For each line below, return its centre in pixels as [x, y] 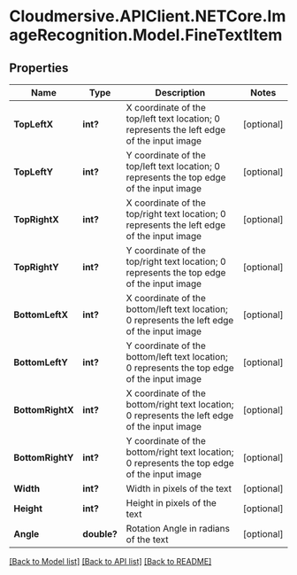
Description [180, 93]
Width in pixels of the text [179, 489]
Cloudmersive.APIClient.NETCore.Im [148, 16]
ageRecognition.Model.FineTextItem [146, 35]
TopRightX [36, 219]
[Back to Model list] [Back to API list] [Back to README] [110, 561]
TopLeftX [34, 124]
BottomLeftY [41, 362]
